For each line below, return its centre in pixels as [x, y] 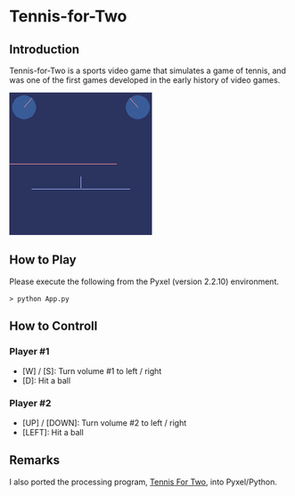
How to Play [43, 260]
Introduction [45, 49]
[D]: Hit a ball [46, 380]
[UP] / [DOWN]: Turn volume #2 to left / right [104, 423]
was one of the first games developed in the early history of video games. [145, 80]
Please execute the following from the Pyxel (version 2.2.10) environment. [144, 281]
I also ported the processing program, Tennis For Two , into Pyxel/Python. [143, 482]
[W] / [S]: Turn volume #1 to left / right [92, 370]
